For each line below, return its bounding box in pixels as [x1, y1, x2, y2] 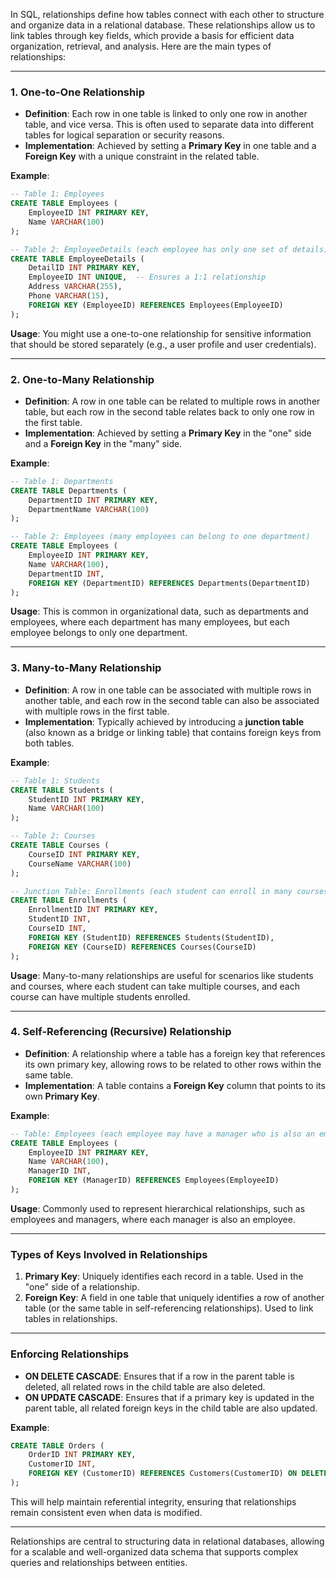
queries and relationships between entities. [10, 1556, 188, 1568]
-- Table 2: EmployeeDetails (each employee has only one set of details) [10, 244, 329, 254]
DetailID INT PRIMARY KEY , [28, 263, 141, 273]
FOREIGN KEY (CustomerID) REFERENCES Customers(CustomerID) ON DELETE [28, 1469, 329, 1479]
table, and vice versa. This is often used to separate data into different [24, 119, 315, 131]
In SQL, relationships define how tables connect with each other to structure [10, 9, 325, 20]
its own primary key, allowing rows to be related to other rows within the [24, 1058, 322, 1070]
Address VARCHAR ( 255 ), [28, 282, 123, 292]
